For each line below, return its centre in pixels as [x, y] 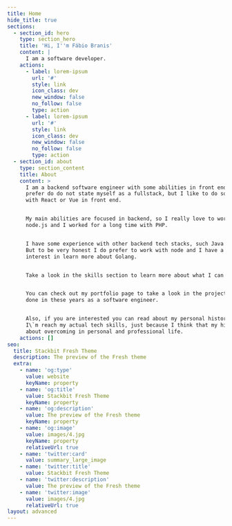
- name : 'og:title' [48, 389]
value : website [47, 377]
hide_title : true [32, 20]
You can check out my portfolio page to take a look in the [114, 294]
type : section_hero [48, 39]
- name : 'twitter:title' [55, 467]
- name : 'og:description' [57, 409]
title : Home [24, 13]
